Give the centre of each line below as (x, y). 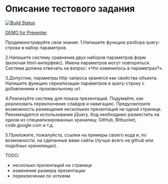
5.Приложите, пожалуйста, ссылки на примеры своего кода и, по (76, 135)
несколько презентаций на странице (52, 165)
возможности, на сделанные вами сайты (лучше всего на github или (79, 140)
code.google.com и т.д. (30, 125)
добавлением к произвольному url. (43, 88)
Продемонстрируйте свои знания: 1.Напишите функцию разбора (75, 42)
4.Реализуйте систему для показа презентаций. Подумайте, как (74, 98)
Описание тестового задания (70, 9)
